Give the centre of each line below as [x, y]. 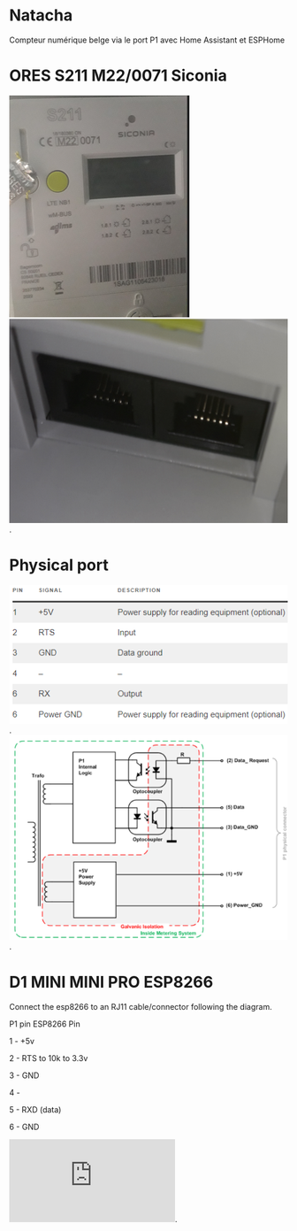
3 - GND [24, 1075]
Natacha [41, 15]
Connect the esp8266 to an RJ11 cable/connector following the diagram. [141, 1006]
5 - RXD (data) [35, 1109]
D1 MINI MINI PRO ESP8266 [111, 982]
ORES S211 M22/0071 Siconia [118, 76]
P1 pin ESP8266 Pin [45, 1024]
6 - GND [24, 1127]
